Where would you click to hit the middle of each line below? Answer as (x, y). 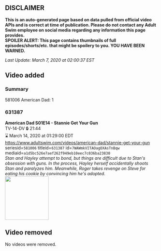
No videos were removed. (31, 244)
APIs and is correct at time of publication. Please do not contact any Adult (80, 25)
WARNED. (15, 50)
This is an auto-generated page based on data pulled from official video (79, 19)
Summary (17, 89)
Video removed (29, 233)
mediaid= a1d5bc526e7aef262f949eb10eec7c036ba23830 (58, 153)
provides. (15, 35)
